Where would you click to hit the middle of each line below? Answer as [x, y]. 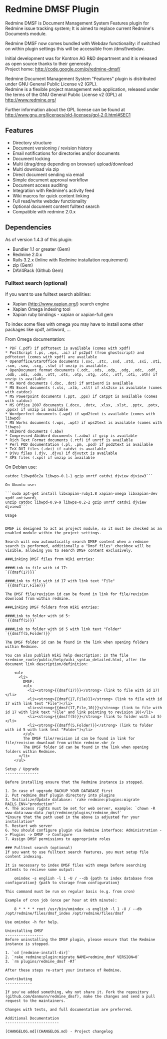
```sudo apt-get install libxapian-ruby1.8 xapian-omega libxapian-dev [81, 493]
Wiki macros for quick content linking [51, 195]
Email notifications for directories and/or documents [66, 153]
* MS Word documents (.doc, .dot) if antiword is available [69, 383]
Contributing [19, 979]
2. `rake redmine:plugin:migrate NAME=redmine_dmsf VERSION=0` [72, 957]
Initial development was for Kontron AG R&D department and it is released [81, 58]
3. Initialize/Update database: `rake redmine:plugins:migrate [72, 800]
